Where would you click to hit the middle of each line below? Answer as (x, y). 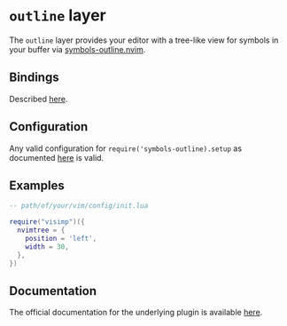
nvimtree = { (41, 231)
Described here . (39, 99)
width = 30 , (47, 246)
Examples (37, 185)
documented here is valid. (57, 157)
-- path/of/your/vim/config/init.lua (79, 206)
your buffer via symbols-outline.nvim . (78, 49)
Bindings (34, 78)
